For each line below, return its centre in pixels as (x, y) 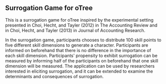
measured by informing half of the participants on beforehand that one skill (82, 60)
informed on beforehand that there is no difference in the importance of (78, 50)
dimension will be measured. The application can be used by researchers (80, 66)
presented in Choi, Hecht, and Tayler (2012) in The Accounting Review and (81, 25)
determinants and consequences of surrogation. (55, 76)
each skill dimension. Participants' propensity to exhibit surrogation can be (81, 56)
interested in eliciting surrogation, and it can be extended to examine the (79, 71)
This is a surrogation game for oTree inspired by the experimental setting (79, 20)
